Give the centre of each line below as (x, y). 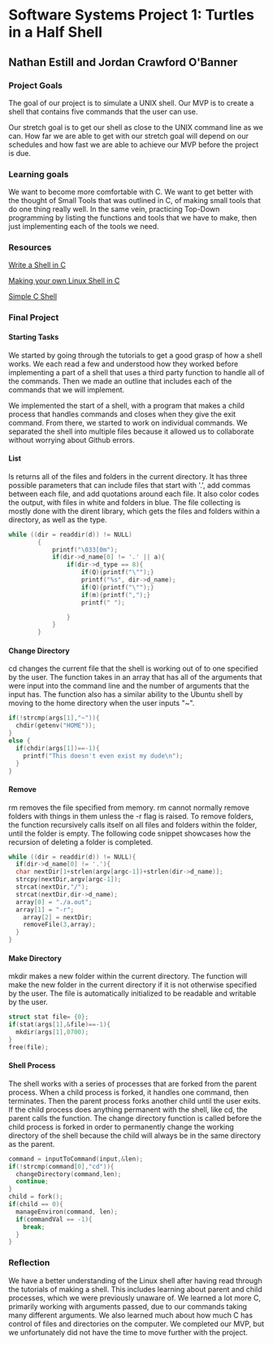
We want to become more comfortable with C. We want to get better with (131, 192)
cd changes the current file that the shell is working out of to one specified (133, 668)
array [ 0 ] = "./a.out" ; (54, 902)
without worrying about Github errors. (72, 439)
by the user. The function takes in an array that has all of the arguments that (135, 677)
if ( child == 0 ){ (36, 1204)
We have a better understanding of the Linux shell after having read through (135, 1280)
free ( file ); (28, 1047)
